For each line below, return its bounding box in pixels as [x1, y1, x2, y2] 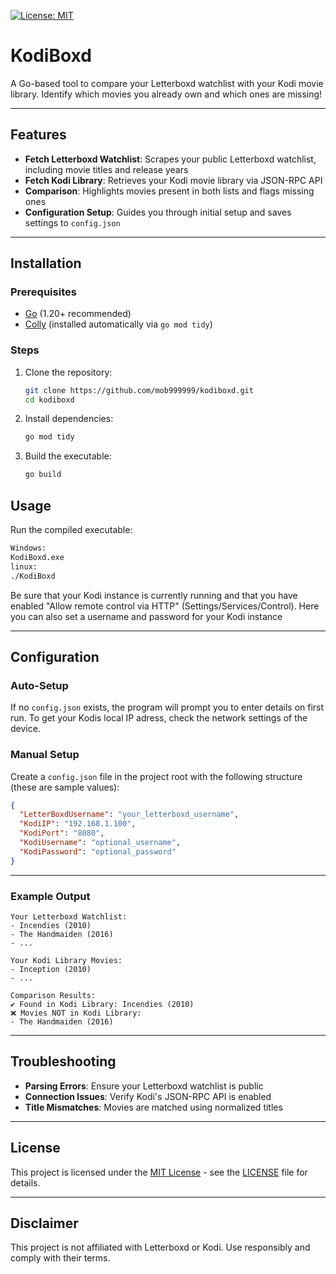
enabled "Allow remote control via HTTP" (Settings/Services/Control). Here [10, 600, 320, 612]
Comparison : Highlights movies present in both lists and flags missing [24, 185, 315, 197]
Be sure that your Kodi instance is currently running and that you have [10, 589, 298, 601]
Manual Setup [10, 748, 80, 762]
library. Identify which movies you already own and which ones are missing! [10, 88, 323, 100]
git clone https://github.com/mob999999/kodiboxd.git [24, 385, 254, 395]
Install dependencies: [24, 413, 114, 425]
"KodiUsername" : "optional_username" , [19, 838, 182, 848]
